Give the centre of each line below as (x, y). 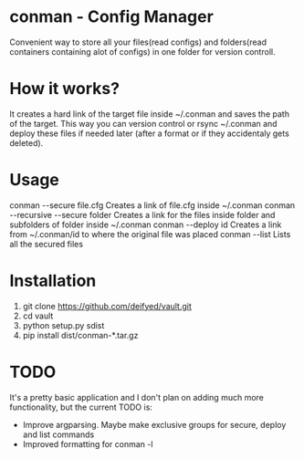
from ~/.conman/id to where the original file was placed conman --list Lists (150, 234)
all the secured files (47, 244)
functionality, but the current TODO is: (81, 407)
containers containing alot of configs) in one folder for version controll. (142, 51)
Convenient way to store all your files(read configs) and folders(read (138, 42)
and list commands (58, 434)
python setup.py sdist (63, 325)
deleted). (26, 142)
